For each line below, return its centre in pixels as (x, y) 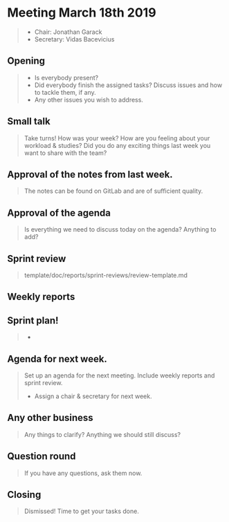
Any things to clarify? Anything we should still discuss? (102, 434)
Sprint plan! (33, 320)
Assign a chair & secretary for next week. (93, 396)
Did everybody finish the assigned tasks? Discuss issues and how (128, 85)
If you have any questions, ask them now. (83, 473)
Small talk (29, 121)
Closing (24, 495)
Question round (42, 457)
